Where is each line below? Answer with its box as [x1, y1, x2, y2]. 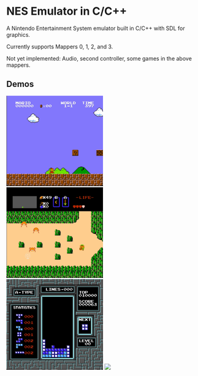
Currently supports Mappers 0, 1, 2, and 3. [6, 43, 113, 50]
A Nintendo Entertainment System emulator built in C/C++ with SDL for [6, 24, 185, 32]
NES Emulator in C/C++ [6, 4, 128, 18]
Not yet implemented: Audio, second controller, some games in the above [6, 55, 192, 62]
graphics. [6, 31, 31, 38]
